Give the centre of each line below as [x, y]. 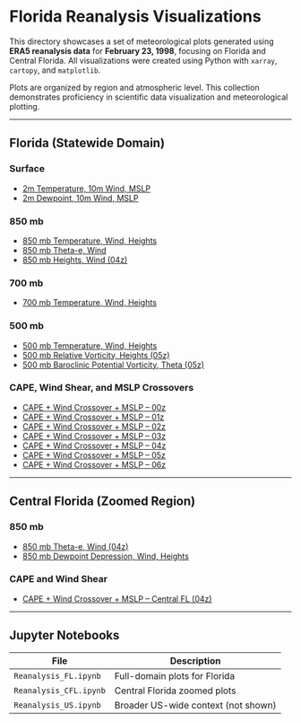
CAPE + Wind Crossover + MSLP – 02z [94, 426]
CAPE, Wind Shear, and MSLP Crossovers [102, 388]
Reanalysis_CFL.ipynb [60, 690]
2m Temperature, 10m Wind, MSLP [86, 188]
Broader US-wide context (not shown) [195, 705]
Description [195, 660]
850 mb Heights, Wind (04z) [75, 260]
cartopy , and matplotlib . [55, 70]
